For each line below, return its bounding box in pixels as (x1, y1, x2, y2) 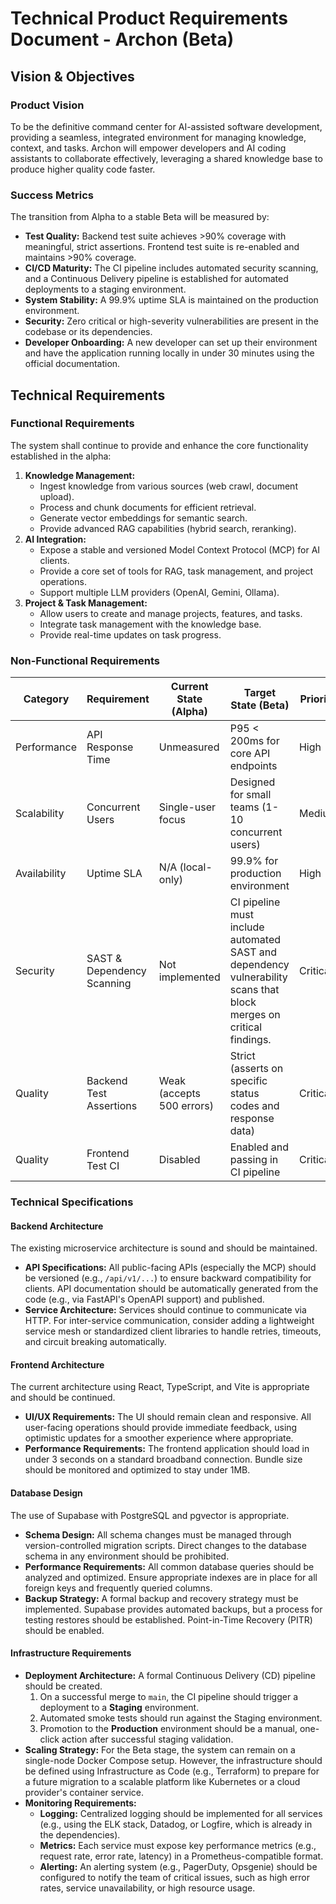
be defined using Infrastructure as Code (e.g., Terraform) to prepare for (24, 1765, 320, 1777)
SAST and (229, 945, 278, 959)
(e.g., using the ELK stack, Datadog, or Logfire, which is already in (39, 1818, 313, 1830)
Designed (229, 775, 276, 789)
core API (229, 747, 271, 761)
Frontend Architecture (10, 1358, 105, 1371)
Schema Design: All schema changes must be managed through (24, 1528, 292, 1541)
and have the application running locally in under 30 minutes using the (24, 347, 315, 359)
